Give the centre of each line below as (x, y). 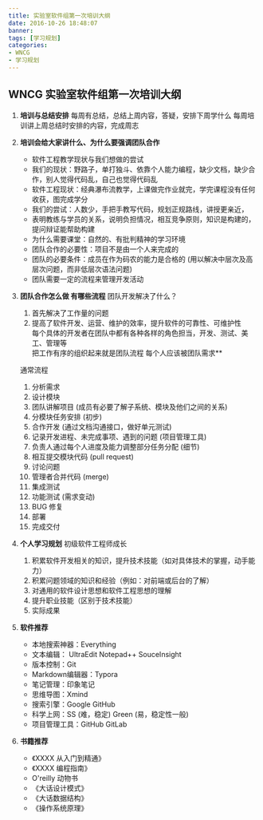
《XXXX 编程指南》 (61, 768)
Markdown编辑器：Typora (75, 674)
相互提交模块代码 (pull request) (82, 457)
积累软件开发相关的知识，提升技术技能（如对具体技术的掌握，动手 (140, 561)
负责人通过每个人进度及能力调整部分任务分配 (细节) (116, 446)
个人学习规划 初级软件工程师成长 (73, 543)
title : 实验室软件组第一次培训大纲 (59, 16)
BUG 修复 (47, 506)
